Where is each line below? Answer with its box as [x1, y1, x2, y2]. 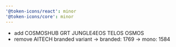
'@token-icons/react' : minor [5, 8, 77, 14]
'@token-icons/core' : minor [5, 14, 74, 19]
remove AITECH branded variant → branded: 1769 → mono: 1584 [13, 36, 171, 42]
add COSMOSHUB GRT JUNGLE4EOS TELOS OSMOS [13, 29, 144, 36]
